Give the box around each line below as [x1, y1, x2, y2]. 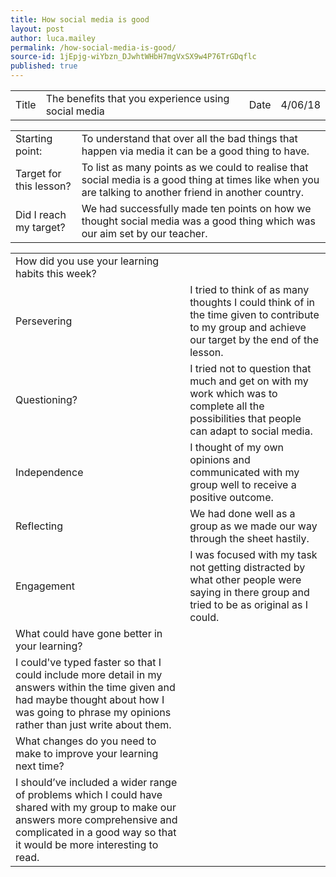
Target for [15, 167, 62, 180]
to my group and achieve [189, 321, 307, 334]
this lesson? [15, 179, 72, 193]
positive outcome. [189, 491, 274, 504]
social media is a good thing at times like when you [81, 173, 320, 186]
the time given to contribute [189, 308, 320, 321]
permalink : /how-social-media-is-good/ [10, 42, 177, 53]
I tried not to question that [189, 362, 312, 375]
